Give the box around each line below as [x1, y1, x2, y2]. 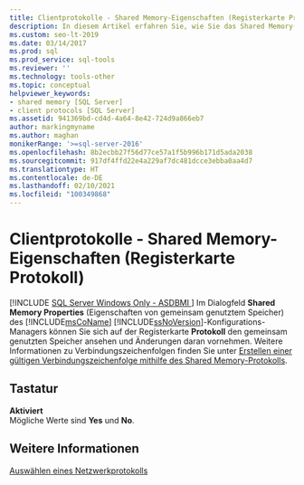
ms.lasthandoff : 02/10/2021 [9, 182, 116, 191]
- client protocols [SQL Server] [9, 106, 136, 115]
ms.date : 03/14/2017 [9, 38, 88, 48]
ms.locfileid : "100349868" [9, 190, 111, 199]
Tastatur [9, 381, 59, 396]
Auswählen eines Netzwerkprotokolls [9, 465, 148, 476]
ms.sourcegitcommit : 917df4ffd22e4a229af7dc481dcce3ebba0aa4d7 [9, 156, 253, 166]
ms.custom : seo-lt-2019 [9, 30, 100, 39]
